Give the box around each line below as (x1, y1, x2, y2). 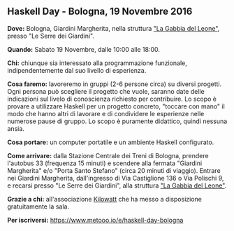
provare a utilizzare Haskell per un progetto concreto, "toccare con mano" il (7, 101, 225, 111)
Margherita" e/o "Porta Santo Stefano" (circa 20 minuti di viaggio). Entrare (7, 166, 221, 174)
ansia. (7, 124, 24, 132)
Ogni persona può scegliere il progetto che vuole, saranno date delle (7, 87, 205, 95)
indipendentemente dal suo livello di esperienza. (7, 66, 147, 74)
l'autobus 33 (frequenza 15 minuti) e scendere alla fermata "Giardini (7, 159, 203, 167)
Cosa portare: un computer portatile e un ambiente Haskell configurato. (7, 138, 214, 146)
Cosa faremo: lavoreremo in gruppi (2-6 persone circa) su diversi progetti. (7, 80, 222, 88)
